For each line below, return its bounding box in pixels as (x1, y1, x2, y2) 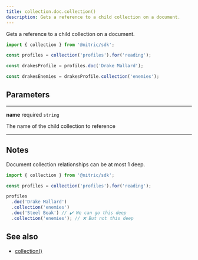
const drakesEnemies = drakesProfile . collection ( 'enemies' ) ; (6, 74, 160, 80)
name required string (6, 111, 60, 118)
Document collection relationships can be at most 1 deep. (6, 160, 146, 168)
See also (6, 232, 38, 242)
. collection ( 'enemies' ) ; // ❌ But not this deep (11, 215, 134, 221)
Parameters (6, 90, 50, 100)
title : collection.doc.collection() (6, 8, 96, 15)
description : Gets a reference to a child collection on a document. (6, 14, 181, 20)
